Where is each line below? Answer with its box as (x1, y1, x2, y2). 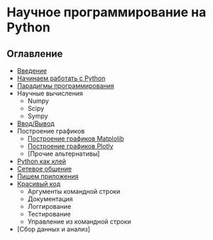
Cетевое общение (16, 165, 72, 173)
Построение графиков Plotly (27, 142, 114, 150)
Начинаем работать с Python (16, 74, 106, 82)
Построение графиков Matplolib (27, 134, 124, 143)
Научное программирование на (6, 4, 207, 21)
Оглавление (6, 48, 63, 60)
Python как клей (16, 157, 67, 165)
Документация (27, 195, 73, 203)
